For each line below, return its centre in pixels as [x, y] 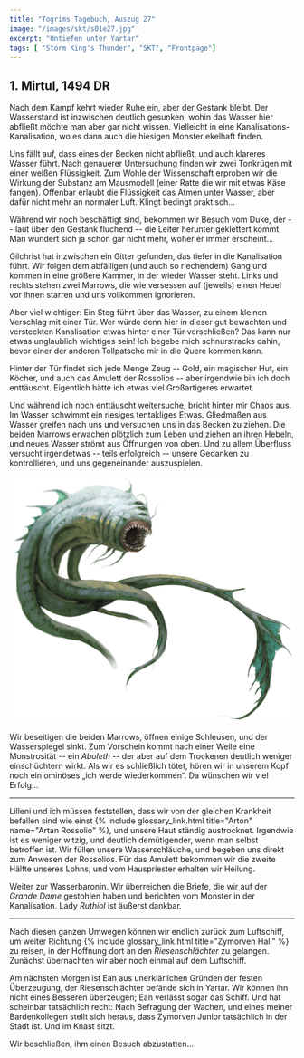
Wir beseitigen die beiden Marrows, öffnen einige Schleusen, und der [139, 736]
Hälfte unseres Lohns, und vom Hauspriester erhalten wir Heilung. [133, 869]
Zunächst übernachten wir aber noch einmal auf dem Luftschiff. [128, 960]
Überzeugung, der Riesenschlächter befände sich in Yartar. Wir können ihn [149, 987]
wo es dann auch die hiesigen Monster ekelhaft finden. [161, 137]
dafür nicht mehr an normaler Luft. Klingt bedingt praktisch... [122, 202]
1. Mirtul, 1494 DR [60, 86]
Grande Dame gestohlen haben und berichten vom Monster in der [132, 896]
